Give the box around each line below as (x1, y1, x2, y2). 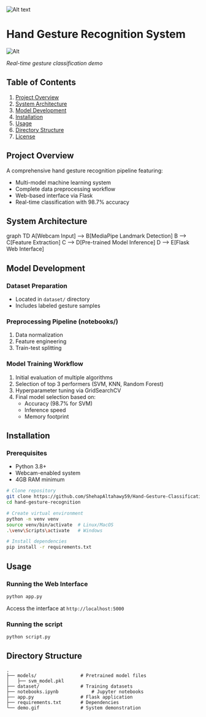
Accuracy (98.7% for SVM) (24, 400, 93, 407)
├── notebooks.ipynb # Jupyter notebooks (6, 688, 144, 695)
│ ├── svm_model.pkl (6, 678, 64, 684)
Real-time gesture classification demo (6, 59, 103, 67)
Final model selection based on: (15, 393, 96, 400)
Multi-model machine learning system (15, 179, 112, 186)
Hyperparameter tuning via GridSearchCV (15, 387, 121, 394)
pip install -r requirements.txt (6, 544, 92, 551)
